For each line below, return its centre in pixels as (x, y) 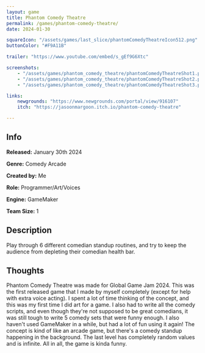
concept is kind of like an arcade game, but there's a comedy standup (94, 331)
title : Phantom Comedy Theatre (46, 18)
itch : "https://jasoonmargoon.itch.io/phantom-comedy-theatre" (99, 107)
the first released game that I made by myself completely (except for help (99, 292)
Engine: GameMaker (32, 199)
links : (15, 96)
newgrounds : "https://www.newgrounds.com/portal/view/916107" (98, 101)
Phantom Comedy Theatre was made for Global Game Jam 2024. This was (100, 285)
